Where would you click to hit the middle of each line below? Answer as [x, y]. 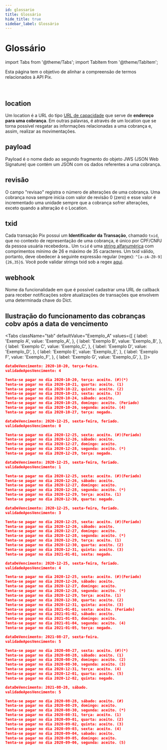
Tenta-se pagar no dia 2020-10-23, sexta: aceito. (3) [63, 394]
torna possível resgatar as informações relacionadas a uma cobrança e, [79, 126]
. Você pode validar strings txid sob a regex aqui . [73, 262]
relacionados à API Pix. [29, 77]
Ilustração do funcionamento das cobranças [75, 316]
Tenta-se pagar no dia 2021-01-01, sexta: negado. [59, 554]
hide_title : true [23, 19]
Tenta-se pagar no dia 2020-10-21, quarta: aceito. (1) [64, 384]
